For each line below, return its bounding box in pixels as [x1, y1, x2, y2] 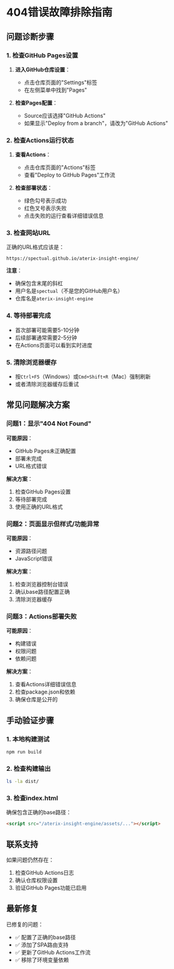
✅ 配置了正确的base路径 [14, 933, 76, 941]
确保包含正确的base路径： [6, 809, 72, 816]
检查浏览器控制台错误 [14, 581, 68, 588]
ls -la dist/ [6, 779, 39, 785]
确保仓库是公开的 [14, 696, 58, 703]
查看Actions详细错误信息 [14, 681, 77, 688]
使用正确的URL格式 [14, 503, 63, 510]
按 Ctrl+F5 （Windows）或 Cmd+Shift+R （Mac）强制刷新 [14, 373, 151, 381]
